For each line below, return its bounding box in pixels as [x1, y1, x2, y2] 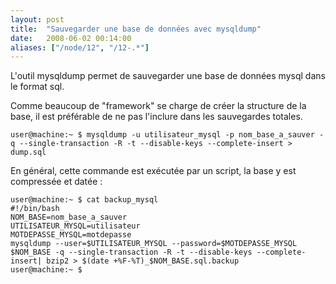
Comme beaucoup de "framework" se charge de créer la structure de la [10, 100, 307, 112]
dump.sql [10, 147, 47, 158]
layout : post [10, 14, 65, 25]
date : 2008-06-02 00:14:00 [10, 33, 132, 43]
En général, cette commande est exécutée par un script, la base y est [10, 165, 297, 177]
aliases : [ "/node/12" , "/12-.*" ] [10, 42, 150, 53]
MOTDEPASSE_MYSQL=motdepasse [10, 230, 132, 240]
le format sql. [10, 81, 65, 93]
